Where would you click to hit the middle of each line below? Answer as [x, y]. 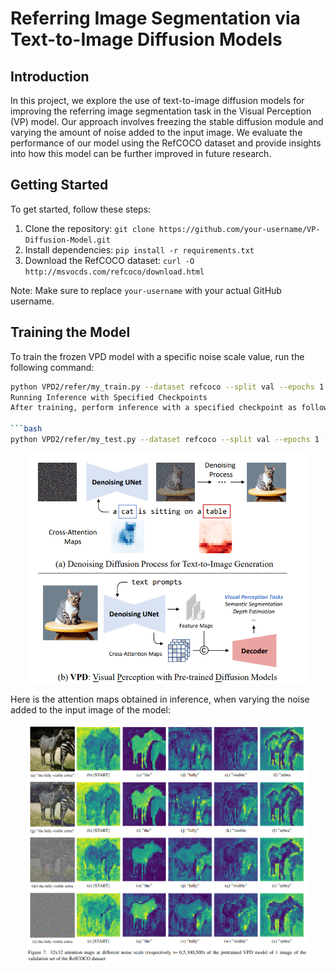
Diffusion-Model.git [67, 240]
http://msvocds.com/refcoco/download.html [114, 272]
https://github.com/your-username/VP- [239, 229]
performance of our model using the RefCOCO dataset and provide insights [166, 143]
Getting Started [59, 185]
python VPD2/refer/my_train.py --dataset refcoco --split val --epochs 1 [167, 387]
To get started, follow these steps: [81, 209]
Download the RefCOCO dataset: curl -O [109, 260]
